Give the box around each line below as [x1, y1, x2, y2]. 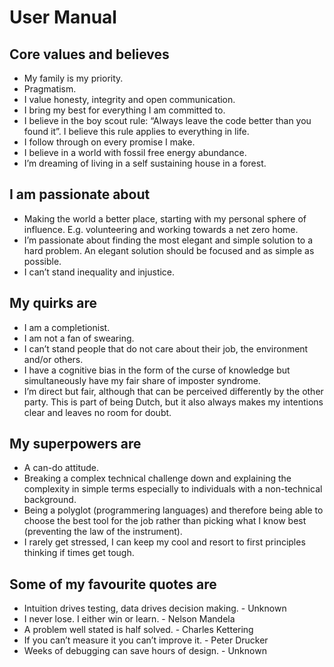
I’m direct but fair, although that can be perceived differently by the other [23, 385, 324, 397]
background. [23, 494, 77, 506]
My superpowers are [9, 436, 142, 453]
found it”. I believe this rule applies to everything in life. [23, 126, 250, 137]
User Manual [9, 6, 117, 29]
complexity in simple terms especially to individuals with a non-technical [23, 483, 323, 495]
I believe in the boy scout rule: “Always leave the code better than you [23, 115, 312, 126]
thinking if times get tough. [23, 547, 135, 559]
